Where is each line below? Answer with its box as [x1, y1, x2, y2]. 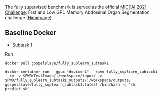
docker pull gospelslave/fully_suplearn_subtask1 [5, 61, 109, 66]
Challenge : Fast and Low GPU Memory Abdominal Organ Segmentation [5, 9, 150, 15]
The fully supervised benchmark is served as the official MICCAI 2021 [5, 4, 147, 10]
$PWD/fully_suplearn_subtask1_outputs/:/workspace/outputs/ [5, 78, 131, 83]
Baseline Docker [5, 29, 57, 37]
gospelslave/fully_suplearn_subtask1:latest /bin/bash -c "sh [5, 82, 135, 87]
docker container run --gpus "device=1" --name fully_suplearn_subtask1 [5, 69, 158, 74]
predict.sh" [5, 86, 30, 91]
